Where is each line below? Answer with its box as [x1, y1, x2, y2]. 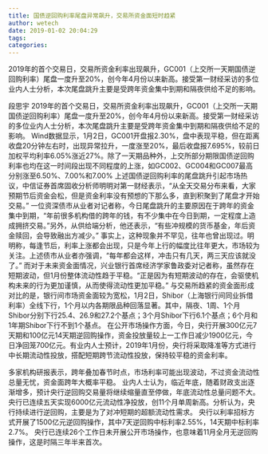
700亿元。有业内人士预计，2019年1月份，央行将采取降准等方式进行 [35, 341, 257, 350]
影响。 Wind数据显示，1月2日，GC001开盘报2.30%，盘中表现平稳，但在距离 [8, 131, 260, 140]
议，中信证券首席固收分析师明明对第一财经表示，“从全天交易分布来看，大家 [8, 181, 257, 191]
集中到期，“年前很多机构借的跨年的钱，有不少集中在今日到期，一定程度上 [8, 211, 250, 220]
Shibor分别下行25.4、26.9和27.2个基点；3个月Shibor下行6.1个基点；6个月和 [8, 310, 258, 320]
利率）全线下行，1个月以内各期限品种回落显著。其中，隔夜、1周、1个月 [8, 301, 241, 310]
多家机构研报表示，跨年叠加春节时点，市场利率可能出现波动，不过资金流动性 [8, 368, 260, 377]
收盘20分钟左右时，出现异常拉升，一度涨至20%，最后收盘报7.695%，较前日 [8, 141, 260, 151]
